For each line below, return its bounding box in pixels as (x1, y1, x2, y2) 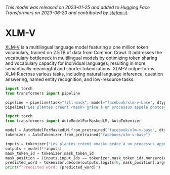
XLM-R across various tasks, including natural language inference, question (5, 71, 163, 77)
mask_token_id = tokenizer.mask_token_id (5, 151, 94, 156)
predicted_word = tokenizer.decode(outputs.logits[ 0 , (5, 160, 121, 165)
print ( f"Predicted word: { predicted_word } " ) (5, 165, 101, 170)
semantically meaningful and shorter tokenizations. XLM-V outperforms (5, 65, 155, 71)
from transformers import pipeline (5, 91, 80, 96)
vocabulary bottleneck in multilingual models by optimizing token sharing (5, 55, 158, 61)
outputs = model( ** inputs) (5, 146, 62, 151)
